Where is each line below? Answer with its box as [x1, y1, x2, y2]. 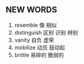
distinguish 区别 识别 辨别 [14, 29, 79, 36]
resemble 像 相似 [14, 21, 57, 29]
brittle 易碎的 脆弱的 [14, 51, 64, 59]
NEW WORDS [5, 5, 57, 15]
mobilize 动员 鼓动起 [14, 44, 65, 51]
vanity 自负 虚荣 [14, 36, 54, 44]
